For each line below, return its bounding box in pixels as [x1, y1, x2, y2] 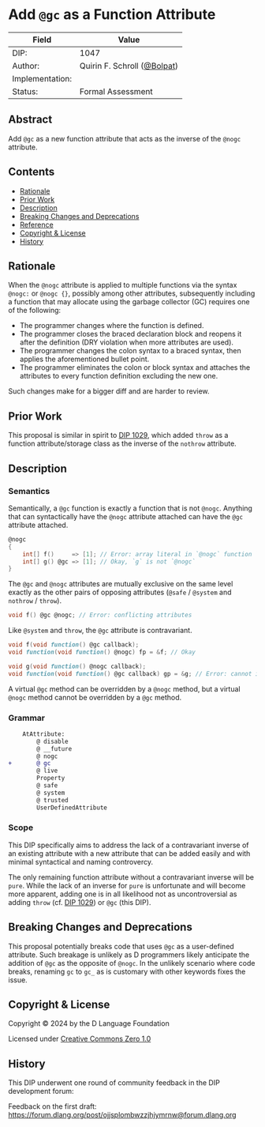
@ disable [36, 737, 69, 745]
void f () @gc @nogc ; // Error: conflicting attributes [8, 611, 192, 620]
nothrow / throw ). [8, 596, 62, 605]
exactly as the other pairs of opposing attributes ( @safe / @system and [8, 587, 232, 597]
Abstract [8, 113, 53, 126]
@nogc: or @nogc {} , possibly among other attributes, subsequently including [8, 288, 256, 298]
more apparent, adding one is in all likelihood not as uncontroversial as [8, 889, 237, 899]
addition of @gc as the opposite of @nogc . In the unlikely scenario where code [8, 958, 256, 967]
